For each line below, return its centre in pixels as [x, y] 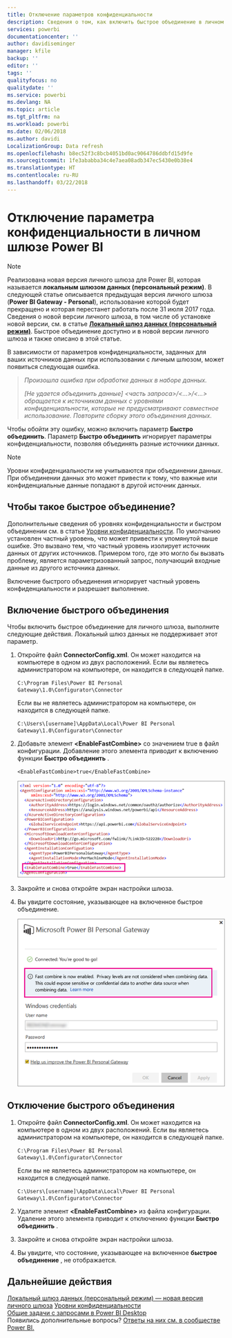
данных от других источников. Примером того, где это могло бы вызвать [116, 553]
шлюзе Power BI [55, 247]
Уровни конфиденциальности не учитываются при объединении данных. [115, 470]
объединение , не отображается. [67, 1260]
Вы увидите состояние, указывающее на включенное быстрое [110, 902]
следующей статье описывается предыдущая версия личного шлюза [110, 294]
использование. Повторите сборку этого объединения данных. [118, 415]
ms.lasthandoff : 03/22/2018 [48, 183]
